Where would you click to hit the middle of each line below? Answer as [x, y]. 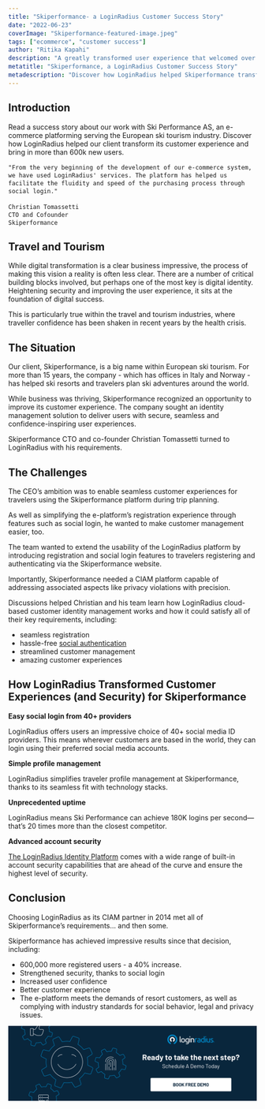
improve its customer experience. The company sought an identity [116, 407]
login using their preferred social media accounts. [89, 748]
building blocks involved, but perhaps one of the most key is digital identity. [131, 282]
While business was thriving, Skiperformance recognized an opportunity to [130, 399]
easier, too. [26, 532]
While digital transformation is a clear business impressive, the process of [128, 266]
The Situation [42, 347]
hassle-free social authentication [73, 643]
